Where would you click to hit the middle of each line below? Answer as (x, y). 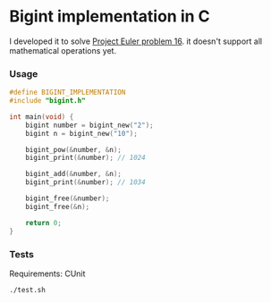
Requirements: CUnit (47, 274)
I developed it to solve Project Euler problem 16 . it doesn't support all (135, 41)
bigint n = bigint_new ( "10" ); (82, 133)
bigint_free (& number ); (68, 198)
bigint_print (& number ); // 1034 (85, 182)
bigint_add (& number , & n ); (74, 174)
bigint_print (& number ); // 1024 (85, 158)
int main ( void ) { (42, 117)
